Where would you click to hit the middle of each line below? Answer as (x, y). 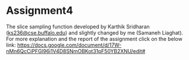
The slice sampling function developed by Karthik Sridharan (78, 27)
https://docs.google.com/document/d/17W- (69, 45)
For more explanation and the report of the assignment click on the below (94, 39)
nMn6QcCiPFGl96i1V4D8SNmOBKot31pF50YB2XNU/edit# (76, 51)
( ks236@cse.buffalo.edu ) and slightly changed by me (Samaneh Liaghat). (95, 32)
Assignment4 (40, 11)
